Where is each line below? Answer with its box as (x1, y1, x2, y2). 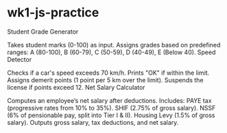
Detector (7, 55, 32, 63)
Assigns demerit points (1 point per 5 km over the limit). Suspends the (7, 75, 204, 84)
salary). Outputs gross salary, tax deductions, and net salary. (7, 118, 179, 126)
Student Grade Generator (7, 27, 79, 36)
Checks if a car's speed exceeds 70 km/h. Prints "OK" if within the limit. (7, 69, 210, 77)
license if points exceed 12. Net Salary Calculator (7, 83, 145, 91)
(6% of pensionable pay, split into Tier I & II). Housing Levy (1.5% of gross (7, 111, 215, 119)
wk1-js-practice (7, 5, 99, 21)
